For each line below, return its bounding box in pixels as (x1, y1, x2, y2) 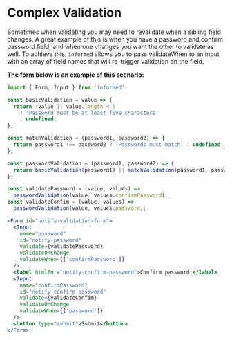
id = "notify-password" (19, 237, 81, 244)
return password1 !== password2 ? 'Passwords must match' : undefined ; (13, 141, 224, 148)
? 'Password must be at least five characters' (19, 109, 159, 116)
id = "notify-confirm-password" (19, 288, 107, 295)
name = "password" (19, 230, 67, 237)
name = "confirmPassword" (19, 282, 88, 289)
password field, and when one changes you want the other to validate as (7, 42, 214, 51)
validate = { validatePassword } (19, 243, 104, 250)
